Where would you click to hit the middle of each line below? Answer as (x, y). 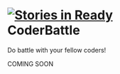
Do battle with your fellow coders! (57, 50)
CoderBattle (44, 30)
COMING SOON (31, 63)
